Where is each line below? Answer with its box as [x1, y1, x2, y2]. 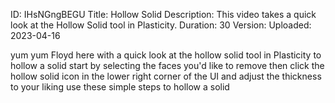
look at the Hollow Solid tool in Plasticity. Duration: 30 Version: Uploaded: [10, 19, 312, 31]
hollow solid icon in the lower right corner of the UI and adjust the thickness [10, 70, 322, 82]
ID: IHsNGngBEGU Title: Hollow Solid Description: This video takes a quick [10, 9, 317, 20]
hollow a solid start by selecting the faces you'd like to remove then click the [10, 60, 325, 71]
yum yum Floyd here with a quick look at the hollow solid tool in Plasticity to [10, 49, 322, 61]
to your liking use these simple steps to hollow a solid [10, 81, 230, 93]
